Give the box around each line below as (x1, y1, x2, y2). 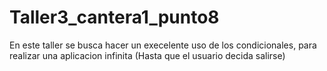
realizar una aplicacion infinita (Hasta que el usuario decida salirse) (9, 49, 286, 61)
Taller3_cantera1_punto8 (9, 6, 220, 29)
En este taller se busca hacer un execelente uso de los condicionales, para (9, 39, 317, 51)
